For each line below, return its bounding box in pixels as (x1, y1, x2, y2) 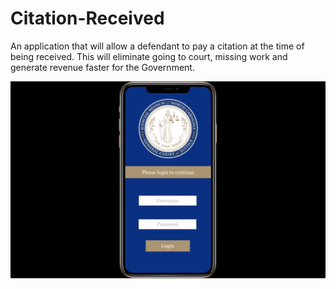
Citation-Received (10, 7, 165, 30)
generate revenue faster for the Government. (10, 61, 195, 73)
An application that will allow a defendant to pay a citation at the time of (10, 40, 305, 52)
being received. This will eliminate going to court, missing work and (10, 50, 288, 62)
